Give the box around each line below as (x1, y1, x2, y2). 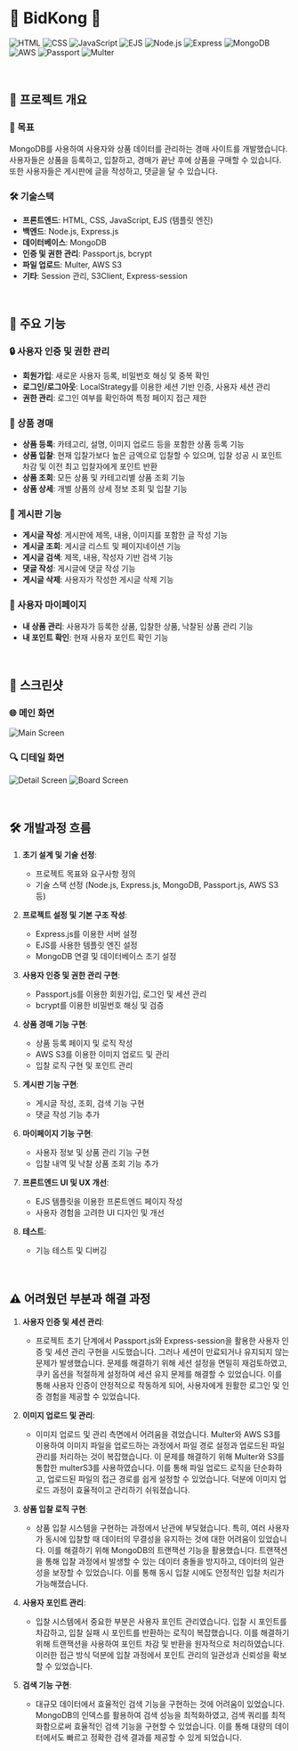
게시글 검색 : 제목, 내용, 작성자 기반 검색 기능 (21, 552, 173, 563)
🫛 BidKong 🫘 (9, 8, 102, 29)
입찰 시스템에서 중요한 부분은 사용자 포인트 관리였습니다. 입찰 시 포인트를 (35, 1616, 287, 1627)
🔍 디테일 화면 (9, 752, 65, 764)
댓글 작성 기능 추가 (35, 1109, 101, 1120)
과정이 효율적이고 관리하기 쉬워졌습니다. (52, 1484, 190, 1496)
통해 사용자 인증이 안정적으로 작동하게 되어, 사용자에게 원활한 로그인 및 (35, 1380, 280, 1391)
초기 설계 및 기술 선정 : (21, 850, 98, 860)
